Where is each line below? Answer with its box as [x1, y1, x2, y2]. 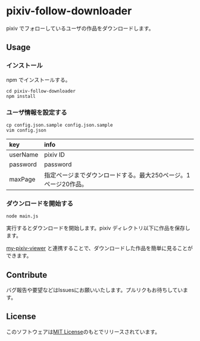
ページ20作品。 [43, 180, 88, 188]
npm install [6, 93, 36, 99]
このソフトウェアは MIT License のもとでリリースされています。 [6, 328, 161, 335]
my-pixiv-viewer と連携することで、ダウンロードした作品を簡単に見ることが [6, 245, 193, 252]
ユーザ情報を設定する [6, 108, 67, 116]
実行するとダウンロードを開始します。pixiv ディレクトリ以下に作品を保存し [6, 225, 190, 232]
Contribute [6, 270, 48, 280]
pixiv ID [43, 150, 65, 159]
